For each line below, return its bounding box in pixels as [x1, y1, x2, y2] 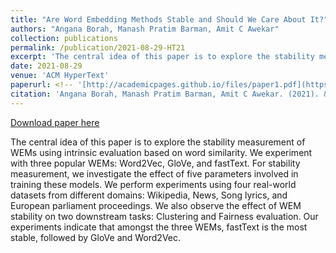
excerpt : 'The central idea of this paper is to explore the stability [10, 52, 315, 62]
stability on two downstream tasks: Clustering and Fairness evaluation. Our [10, 210, 319, 222]
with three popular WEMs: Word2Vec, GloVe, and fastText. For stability [10, 157, 301, 169]
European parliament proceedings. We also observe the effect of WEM [10, 199, 302, 211]
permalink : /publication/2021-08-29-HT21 [10, 42, 186, 53]
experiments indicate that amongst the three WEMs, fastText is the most [10, 221, 308, 233]
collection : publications [10, 33, 118, 43]
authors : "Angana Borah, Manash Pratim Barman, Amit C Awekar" [10, 24, 280, 34]
